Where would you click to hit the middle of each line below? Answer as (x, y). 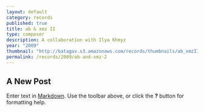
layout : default (27, 12)
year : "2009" (23, 46)
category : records (29, 18)
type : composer (25, 35)
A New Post (29, 81)
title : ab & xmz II (31, 29)
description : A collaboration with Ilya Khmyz (66, 40)
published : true (27, 23)
